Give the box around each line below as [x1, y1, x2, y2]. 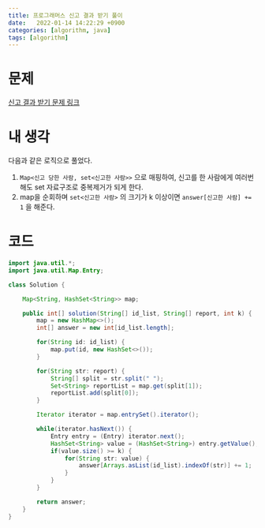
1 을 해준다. [19, 202, 55, 212]
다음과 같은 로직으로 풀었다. [8, 155, 93, 166]
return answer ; [36, 498, 87, 506]
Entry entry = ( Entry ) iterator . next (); [50, 432, 185, 440]
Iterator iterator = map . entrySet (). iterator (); [36, 411, 200, 419]
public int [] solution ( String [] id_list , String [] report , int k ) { [22, 309, 252, 317]
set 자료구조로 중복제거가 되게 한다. [34, 182, 144, 192]
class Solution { [8, 281, 65, 289]
